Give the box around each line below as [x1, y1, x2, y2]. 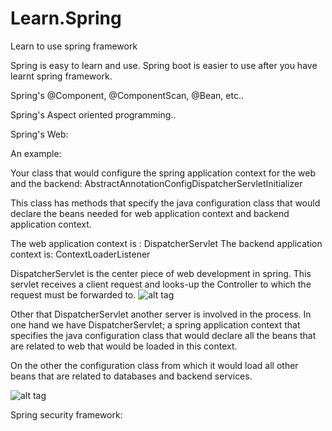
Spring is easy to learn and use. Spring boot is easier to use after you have [10, 59, 318, 71]
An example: [10, 147, 62, 159]
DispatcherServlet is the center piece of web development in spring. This [10, 267, 312, 279]
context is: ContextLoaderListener [10, 248, 151, 260]
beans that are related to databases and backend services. [10, 370, 253, 382]
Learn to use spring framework [10, 40, 138, 52]
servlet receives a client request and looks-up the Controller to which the [10, 278, 312, 290]
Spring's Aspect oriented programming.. [10, 108, 177, 121]
